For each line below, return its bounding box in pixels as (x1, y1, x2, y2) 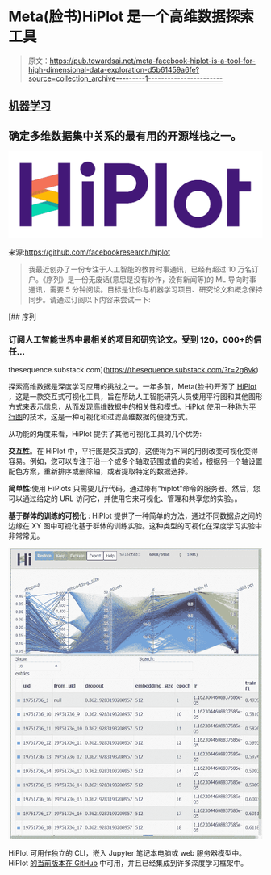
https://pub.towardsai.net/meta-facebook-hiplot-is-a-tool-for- (49, 56, 256, 65)
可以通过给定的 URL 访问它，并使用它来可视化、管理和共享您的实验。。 (8, 494, 242, 503)
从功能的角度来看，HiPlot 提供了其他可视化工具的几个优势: (8, 429, 202, 439)
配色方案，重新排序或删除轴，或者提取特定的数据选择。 (8, 466, 192, 477)
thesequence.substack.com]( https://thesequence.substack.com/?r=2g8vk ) (8, 365, 260, 375)
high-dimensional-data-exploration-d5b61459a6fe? (27, 65, 200, 74)
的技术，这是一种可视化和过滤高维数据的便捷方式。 (23, 412, 192, 422)
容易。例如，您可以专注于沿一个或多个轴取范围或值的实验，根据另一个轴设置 (8, 456, 263, 466)
